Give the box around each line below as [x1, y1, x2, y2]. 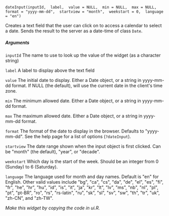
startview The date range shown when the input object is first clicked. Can [5, 143, 161, 149]
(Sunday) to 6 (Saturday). [5, 163, 58, 169]
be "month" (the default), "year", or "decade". [5, 148, 100, 154]
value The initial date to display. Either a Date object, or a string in [5, 77, 142, 83]
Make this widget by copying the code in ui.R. [5, 205, 100, 211]
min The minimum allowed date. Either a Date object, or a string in [5, 98, 141, 104]
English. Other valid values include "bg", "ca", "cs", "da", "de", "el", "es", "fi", [5, 179, 164, 185]
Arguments [5, 39, 30, 46]
